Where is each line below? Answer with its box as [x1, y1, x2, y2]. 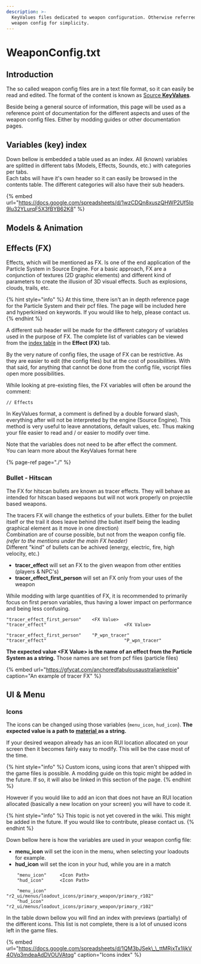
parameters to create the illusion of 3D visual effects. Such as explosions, [6, 278, 187, 285]
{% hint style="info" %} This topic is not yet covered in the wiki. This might [6, 812, 191, 819]
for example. [14, 854, 46, 862]
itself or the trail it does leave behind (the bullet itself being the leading [6, 518, 180, 525]
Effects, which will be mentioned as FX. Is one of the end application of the [6, 259, 191, 266]
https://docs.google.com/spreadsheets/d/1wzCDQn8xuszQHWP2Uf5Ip [18, 199, 194, 207]
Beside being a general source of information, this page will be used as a [6, 103, 186, 111]
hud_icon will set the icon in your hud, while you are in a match [14, 860, 171, 868]
